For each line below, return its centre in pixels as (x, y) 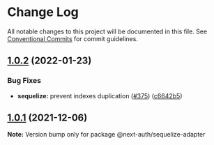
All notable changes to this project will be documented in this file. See (107, 31)
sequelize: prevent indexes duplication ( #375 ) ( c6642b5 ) (100, 96)
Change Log (43, 12)
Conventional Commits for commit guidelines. (72, 38)
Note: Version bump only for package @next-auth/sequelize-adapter (106, 135)
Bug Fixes (24, 81)
